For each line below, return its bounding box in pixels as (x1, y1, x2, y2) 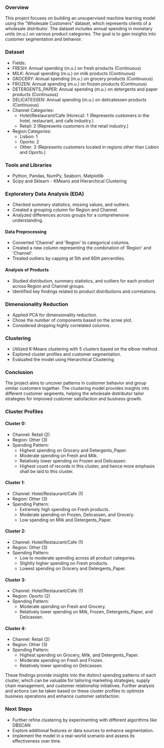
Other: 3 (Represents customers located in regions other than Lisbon (19, 144, 159, 150)
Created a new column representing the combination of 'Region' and (12, 245, 152, 251)
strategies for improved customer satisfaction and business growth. (5, 396, 142, 402)
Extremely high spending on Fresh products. (19, 506, 110, 512)
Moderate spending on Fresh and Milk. (19, 452, 98, 459)
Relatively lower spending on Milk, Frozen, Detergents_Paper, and (19, 609, 153, 615)
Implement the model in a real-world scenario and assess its (12, 733, 135, 739)
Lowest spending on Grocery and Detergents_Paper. (19, 565, 127, 571)
